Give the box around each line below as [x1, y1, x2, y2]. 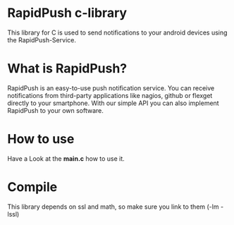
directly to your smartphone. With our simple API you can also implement [7, 99, 220, 107]
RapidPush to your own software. [7, 106, 104, 114]
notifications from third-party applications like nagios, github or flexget [7, 91, 213, 99]
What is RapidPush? [7, 61, 128, 77]
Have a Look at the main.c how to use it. [7, 154, 125, 163]
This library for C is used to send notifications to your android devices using [7, 28, 228, 37]
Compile [7, 179, 58, 195]
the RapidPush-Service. [7, 35, 76, 44]
